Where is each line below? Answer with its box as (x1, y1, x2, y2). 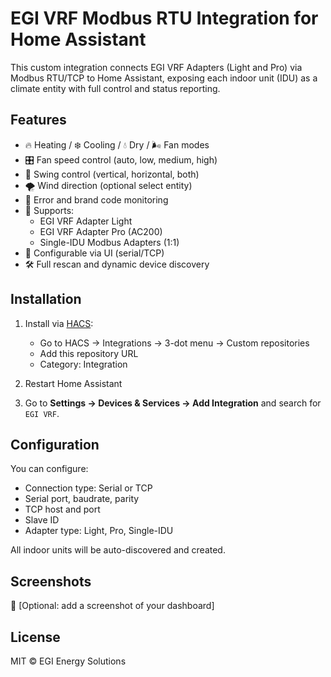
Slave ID (24, 514, 60, 526)
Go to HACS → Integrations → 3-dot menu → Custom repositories (39, 337, 310, 349)
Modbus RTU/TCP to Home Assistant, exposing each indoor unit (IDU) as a (10, 72, 318, 84)
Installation (10, 291, 82, 308)
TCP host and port (24, 503, 101, 516)
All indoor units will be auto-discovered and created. (10, 544, 226, 556)
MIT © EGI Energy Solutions (10, 655, 127, 667)
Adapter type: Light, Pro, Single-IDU (24, 525, 174, 537)
